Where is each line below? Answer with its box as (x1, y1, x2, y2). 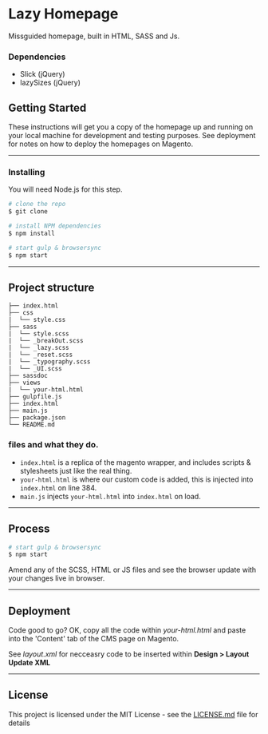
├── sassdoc (8, 372, 48, 380)
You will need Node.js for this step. (8, 184, 123, 194)
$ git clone (8, 208, 48, 216)
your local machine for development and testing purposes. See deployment (8, 131, 256, 141)
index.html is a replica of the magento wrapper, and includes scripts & (19, 457, 251, 467)
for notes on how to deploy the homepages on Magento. (8, 139, 194, 149)
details (8, 718, 30, 728)
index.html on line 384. (19, 482, 97, 492)
